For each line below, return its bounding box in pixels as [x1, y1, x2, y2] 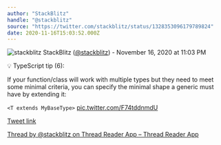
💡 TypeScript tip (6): [7, 61, 65, 70]
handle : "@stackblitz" [7, 17, 72, 23]
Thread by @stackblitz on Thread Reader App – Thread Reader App [7, 130, 199, 139]
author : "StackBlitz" [7, 10, 70, 17]
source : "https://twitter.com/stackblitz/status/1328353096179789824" [7, 23, 214, 30]
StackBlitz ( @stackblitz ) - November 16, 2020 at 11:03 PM [43, 48, 207, 57]
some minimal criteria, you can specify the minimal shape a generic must [7, 83, 215, 91]
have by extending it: [7, 90, 67, 99]
